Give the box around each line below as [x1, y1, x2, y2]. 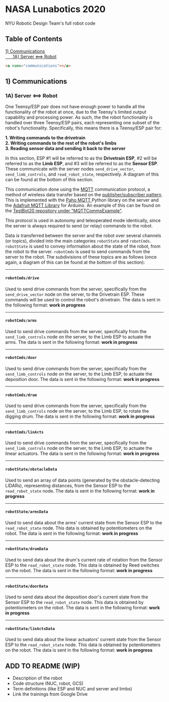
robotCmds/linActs [5, 429, 44, 435]
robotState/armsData [5, 509, 49, 514]
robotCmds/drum [5, 393, 37, 398]
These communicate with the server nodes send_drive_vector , [5, 166, 135, 172]
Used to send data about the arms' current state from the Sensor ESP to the [5, 519, 162, 525]
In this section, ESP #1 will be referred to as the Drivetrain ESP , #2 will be [5, 155, 157, 162]
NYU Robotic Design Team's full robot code [5, 20, 96, 26]
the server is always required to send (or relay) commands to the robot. [5, 223, 153, 229]
